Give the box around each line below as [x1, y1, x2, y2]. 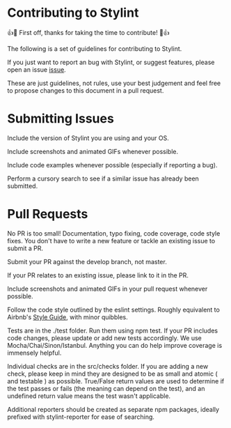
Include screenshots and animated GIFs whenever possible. [7, 147, 179, 155]
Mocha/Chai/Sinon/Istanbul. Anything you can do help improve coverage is [7, 341, 223, 349]
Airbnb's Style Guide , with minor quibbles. [7, 312, 128, 321]
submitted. [7, 181, 38, 190]
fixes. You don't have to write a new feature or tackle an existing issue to [7, 236, 216, 245]
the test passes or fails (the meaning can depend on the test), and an [7, 384, 205, 392]
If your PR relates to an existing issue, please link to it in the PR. [7, 270, 189, 280]
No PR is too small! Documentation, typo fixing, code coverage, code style [7, 229, 221, 238]
